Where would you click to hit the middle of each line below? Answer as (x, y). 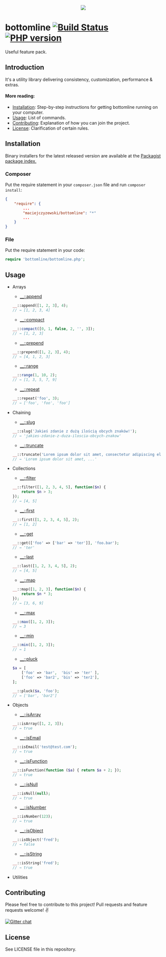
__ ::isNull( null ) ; (31, 793)
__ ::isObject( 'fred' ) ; (36, 840)
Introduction (25, 67)
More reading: (20, 96)
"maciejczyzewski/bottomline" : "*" (60, 213)
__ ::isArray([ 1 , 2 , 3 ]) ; (38, 724)
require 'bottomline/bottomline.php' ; (45, 259)
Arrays (19, 287)
